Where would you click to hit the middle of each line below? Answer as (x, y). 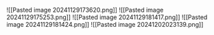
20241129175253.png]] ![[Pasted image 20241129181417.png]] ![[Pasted (107, 17)
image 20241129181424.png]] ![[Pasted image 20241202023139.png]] (105, 24)
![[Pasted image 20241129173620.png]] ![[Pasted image (85, 10)
